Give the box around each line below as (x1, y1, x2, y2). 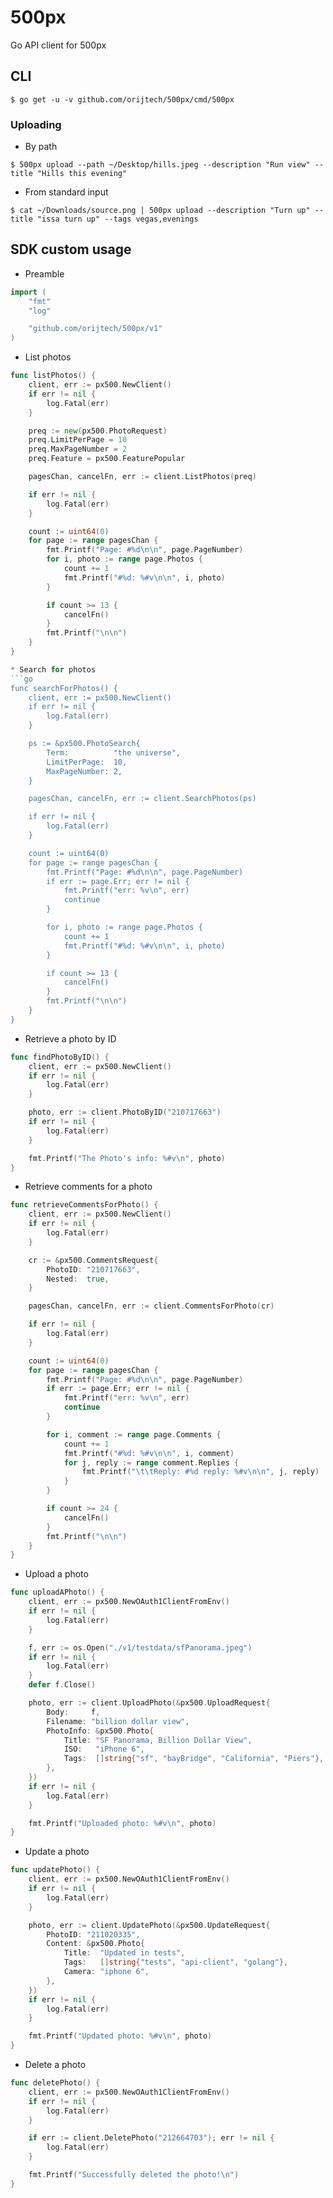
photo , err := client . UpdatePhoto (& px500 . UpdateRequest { (28, 1920, 271, 1930)
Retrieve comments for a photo (24, 1181, 153, 1193)
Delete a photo (24, 2059, 87, 2071)
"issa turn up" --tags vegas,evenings (36, 214, 199, 225)
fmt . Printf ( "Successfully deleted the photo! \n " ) (28, 2170, 240, 2180)
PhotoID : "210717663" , (46, 1264, 141, 1275)
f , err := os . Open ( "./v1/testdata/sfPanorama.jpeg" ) (28, 1642, 253, 1653)
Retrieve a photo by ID (24, 1032, 117, 1045)
